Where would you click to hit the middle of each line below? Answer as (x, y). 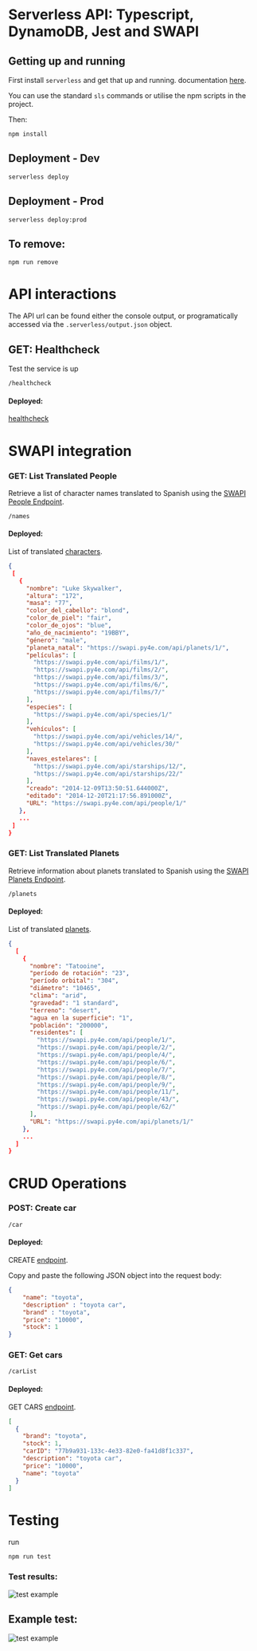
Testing (34, 1520)
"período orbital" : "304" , (74, 981)
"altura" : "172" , (55, 596)
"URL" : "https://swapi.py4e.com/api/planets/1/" (111, 1122)
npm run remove (33, 262)
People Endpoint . (36, 501)
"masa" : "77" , (49, 603)
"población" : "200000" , (69, 1025)
